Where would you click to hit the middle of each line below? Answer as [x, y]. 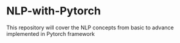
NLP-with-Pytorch [54, 11]
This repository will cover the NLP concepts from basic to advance [90, 27]
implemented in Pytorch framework [51, 33]
